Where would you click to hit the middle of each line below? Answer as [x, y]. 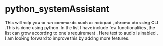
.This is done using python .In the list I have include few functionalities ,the [80, 27]
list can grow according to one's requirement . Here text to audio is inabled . [81, 33]
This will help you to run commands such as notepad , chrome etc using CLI [81, 23]
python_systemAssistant [57, 9]
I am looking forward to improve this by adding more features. [67, 38]
